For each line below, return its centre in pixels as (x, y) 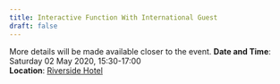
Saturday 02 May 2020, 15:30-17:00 (75, 61)
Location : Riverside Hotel (56, 70)
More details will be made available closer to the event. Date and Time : (140, 51)
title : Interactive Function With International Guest (114, 17)
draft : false (34, 26)
